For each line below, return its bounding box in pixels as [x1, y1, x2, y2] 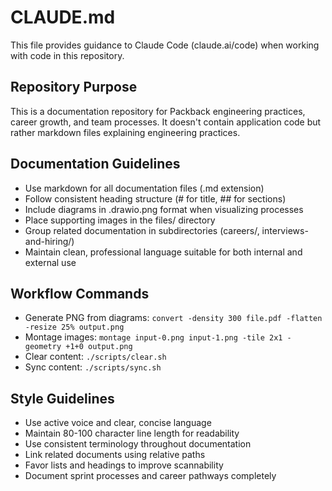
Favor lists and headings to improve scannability [24, 459, 224, 471]
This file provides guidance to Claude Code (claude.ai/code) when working [10, 39, 320, 51]
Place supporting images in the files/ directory [24, 214, 216, 226]
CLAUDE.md [10, 6, 116, 29]
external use [24, 256, 77, 268]
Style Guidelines [10, 390, 115, 407]
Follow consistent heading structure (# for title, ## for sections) [24, 192, 287, 205]
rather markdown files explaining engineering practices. [10, 126, 241, 138]
